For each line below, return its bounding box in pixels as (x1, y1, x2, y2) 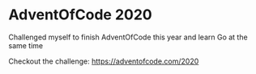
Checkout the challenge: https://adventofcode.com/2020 (8, 56, 199, 66)
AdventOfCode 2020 (8, 6, 152, 24)
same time (8, 40, 44, 50)
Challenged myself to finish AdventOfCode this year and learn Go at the (8, 32, 249, 42)
